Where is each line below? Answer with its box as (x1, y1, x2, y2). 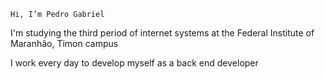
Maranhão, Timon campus (10, 38, 119, 49)
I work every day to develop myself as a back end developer (10, 57, 259, 69)
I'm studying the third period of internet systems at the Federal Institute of (10, 27, 315, 39)
